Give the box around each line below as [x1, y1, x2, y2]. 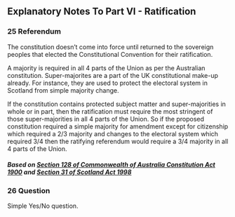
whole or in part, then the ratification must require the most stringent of [7, 107, 213, 115]
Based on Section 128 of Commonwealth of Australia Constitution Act [7, 161, 216, 169]
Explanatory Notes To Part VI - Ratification [7, 6, 196, 18]
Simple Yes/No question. [7, 202, 79, 210]
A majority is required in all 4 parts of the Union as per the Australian [7, 63, 206, 72]
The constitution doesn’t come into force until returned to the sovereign [7, 42, 214, 51]
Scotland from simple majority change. [7, 86, 119, 94]
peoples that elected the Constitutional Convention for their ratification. [7, 50, 213, 58]
